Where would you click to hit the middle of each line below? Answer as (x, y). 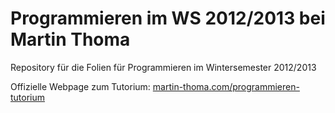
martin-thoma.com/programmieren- (226, 86)
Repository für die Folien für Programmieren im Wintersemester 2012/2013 (163, 67)
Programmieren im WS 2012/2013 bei (168, 18)
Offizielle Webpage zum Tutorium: (80, 86)
